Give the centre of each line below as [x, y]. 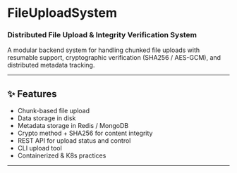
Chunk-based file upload [54, 111]
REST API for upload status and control [74, 141]
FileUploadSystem [62, 13]
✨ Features [32, 94]
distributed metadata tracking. [51, 65]
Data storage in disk [47, 118]
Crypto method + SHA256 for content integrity [85, 133]
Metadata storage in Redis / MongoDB [73, 126]
